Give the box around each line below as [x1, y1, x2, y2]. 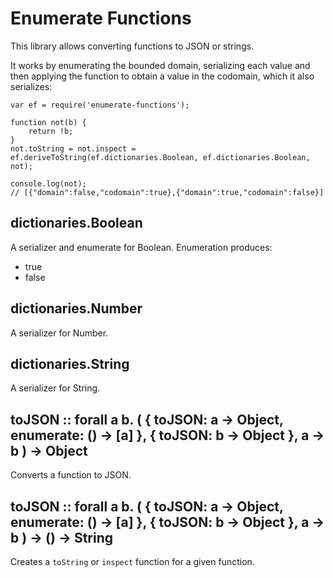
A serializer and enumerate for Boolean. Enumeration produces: [10, 241, 273, 253]
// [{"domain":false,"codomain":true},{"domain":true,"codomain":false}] [10, 187, 325, 197]
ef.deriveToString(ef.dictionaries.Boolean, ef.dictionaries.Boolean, [10, 152, 311, 162]
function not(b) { [10, 117, 87, 127]
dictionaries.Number [10, 300, 143, 317]
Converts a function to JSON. [10, 469, 132, 481]
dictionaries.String [10, 355, 130, 372]
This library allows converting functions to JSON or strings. [10, 40, 255, 52]
